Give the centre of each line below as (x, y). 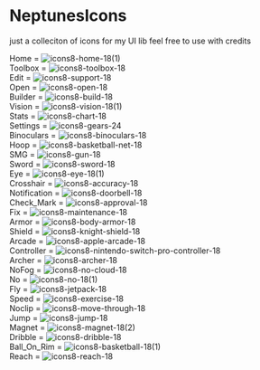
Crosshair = (31, 183)
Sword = (25, 164)
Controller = (32, 251)
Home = (24, 58)
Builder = (26, 97)
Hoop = (23, 145)
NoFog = (26, 270)
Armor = (25, 222)
